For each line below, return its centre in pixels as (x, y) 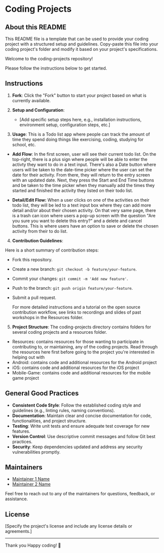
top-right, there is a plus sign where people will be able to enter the (80, 159)
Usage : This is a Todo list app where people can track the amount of (81, 134)
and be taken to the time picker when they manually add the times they (83, 185)
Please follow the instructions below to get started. (56, 68)
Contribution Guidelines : (38, 240)
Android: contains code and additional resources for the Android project (84, 362)
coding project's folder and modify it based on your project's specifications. (81, 49)
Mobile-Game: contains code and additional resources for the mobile (81, 372)
